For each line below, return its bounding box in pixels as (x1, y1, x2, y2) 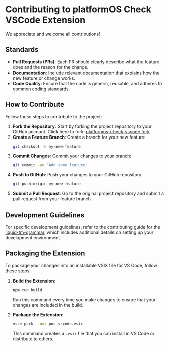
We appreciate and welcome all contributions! (5, 31, 100, 37)
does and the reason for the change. (12, 64, 89, 70)
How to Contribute (5, 100, 65, 109)
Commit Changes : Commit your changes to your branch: (12, 153, 132, 159)
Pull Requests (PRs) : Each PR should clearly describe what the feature (12, 59, 160, 65)
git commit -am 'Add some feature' (12, 163, 88, 168)
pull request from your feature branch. (12, 196, 92, 202)
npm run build (12, 287, 42, 293)
